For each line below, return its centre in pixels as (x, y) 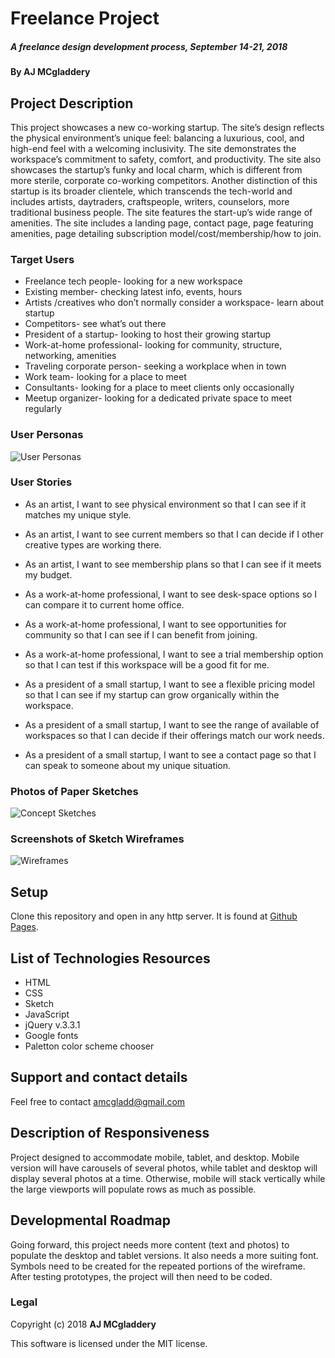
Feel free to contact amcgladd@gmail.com (98, 1101)
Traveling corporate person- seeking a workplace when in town (155, 366)
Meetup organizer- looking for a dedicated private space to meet (158, 398)
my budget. (48, 574)
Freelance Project (85, 18)
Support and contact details (99, 1077)
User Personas (47, 435)
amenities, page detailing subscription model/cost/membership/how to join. (166, 233)
